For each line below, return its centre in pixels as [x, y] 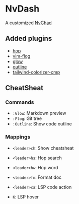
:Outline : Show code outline [42, 124]
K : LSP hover [26, 196]
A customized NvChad [28, 23]
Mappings [18, 137]
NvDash [22, 9]
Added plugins [29, 39]
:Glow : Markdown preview [39, 113]
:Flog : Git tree [27, 118]
